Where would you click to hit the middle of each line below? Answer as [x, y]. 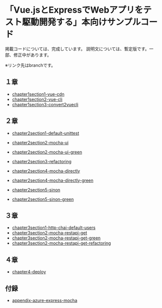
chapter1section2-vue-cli [37, 99]
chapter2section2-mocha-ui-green [47, 152]
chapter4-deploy [29, 272]
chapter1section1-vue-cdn [38, 94]
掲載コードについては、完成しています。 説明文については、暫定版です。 [77, 49]
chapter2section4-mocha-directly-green [53, 180]
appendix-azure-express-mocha [45, 300]
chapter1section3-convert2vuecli [45, 104]
